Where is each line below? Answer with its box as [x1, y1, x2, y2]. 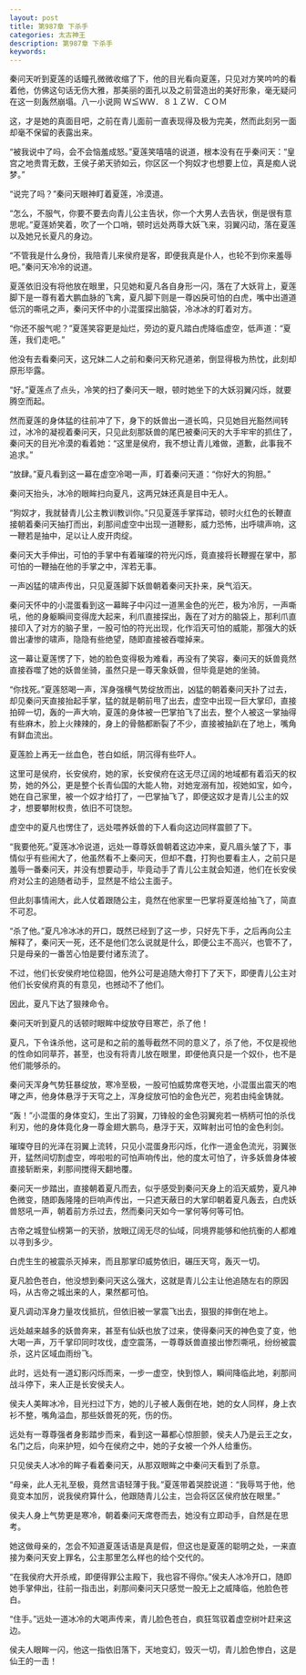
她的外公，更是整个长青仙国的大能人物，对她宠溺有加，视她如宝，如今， [25, 780, 297, 791]
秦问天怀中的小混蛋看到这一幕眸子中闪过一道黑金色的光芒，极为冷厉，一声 [9, 600, 289, 611]
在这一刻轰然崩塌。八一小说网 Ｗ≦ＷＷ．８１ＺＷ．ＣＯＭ [9, 97, 228, 108]
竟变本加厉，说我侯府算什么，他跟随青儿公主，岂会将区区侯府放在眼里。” [9, 1491, 280, 1502]
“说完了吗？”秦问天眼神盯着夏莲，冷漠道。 [9, 189, 168, 200]
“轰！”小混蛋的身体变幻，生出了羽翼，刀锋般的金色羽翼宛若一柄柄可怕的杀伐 [9, 1110, 296, 1121]
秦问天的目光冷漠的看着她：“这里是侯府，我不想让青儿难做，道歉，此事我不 [9, 438, 293, 449]
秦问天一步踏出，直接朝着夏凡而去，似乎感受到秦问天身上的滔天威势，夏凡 [9, 1183, 289, 1194]
